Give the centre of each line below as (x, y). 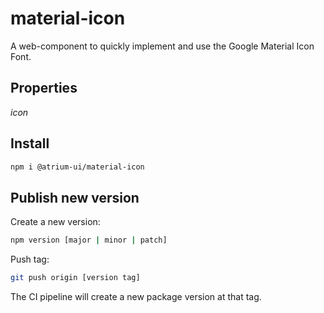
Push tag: (30, 259)
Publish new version (75, 197)
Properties (44, 88)
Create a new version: (55, 222)
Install (30, 143)
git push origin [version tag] (75, 278)
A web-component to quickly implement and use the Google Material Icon (162, 46)
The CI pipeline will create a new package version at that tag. (136, 296)
